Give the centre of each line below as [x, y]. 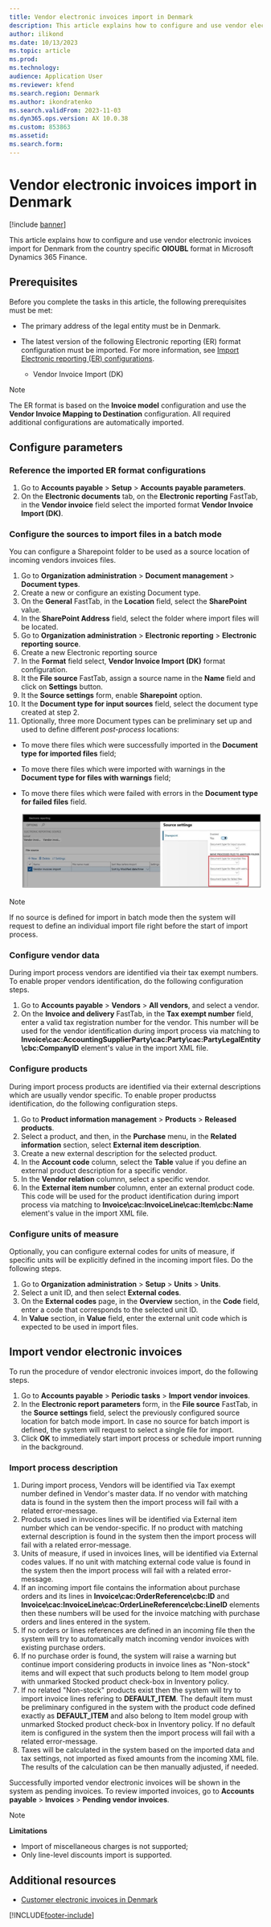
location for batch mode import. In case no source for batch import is [135, 1421]
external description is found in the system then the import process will [138, 1536]
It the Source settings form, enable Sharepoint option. [111, 695]
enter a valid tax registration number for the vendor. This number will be [140, 1023]
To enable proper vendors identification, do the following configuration [126, 982]
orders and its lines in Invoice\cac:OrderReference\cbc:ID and [125, 1597]
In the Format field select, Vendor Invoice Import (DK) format [123, 661]
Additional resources [63, 1880]
